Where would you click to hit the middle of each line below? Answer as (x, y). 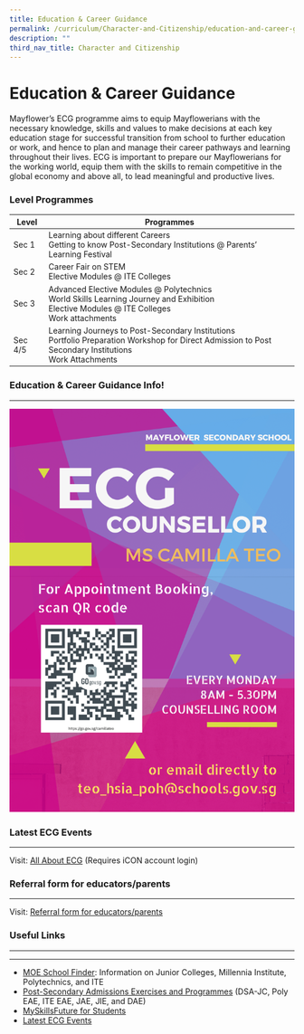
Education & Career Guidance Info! (87, 385)
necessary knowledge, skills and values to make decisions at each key (141, 128)
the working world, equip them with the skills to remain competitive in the (146, 166)
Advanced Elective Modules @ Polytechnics (130, 289)
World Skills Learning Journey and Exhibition (132, 299)
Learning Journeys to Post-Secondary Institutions (142, 330)
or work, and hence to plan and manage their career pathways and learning (150, 147)
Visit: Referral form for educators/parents (86, 912)
